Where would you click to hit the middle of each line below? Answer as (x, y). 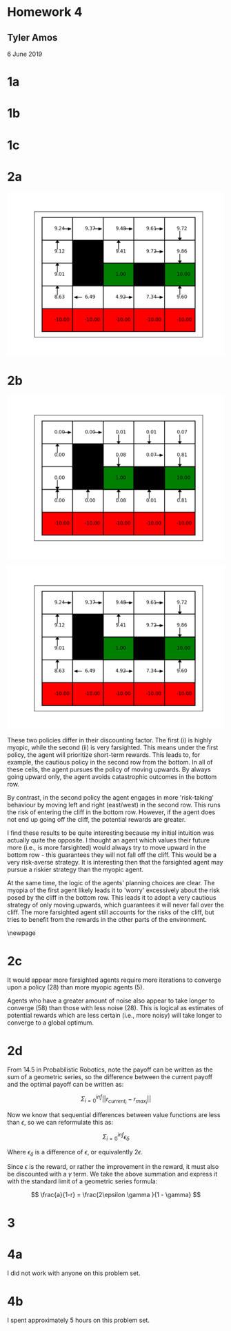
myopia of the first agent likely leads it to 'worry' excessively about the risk (113, 890)
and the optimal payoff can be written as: (66, 1085)
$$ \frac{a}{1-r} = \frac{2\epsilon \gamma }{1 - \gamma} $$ (116, 1195)
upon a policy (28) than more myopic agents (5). (76, 987)
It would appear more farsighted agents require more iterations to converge (114, 980)
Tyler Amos (32, 38)
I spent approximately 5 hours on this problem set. (79, 1320)
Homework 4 (45, 12)
